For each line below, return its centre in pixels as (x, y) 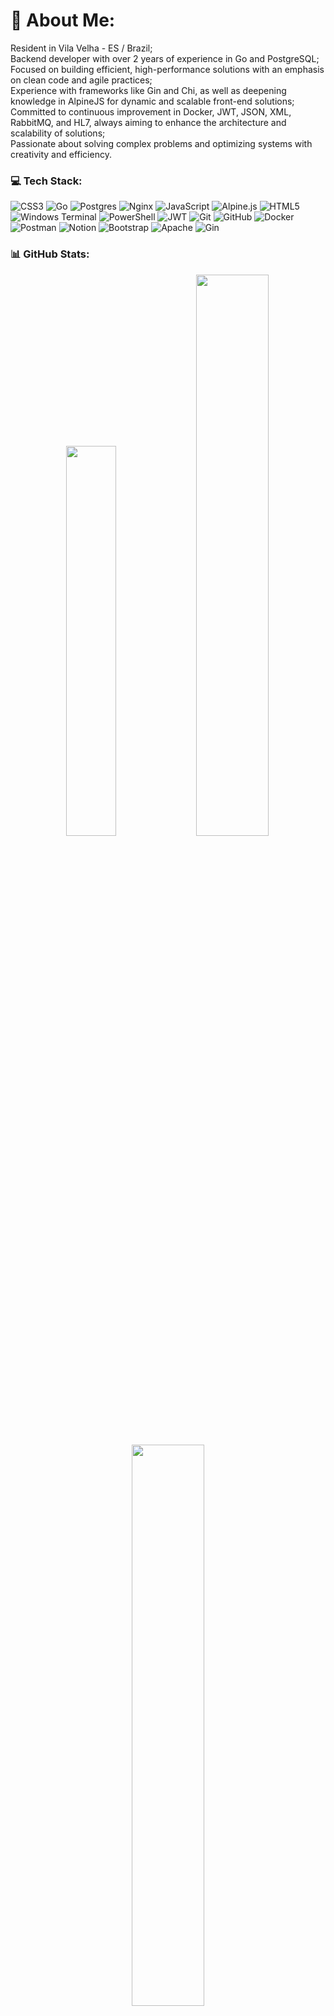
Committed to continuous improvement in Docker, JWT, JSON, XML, (151, 111)
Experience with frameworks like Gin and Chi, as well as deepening (148, 90)
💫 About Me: (63, 20)
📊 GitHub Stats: (50, 254)
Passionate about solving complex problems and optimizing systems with (161, 143)
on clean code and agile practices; (81, 80)
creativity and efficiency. (61, 154)
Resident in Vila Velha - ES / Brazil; (81, 48)
